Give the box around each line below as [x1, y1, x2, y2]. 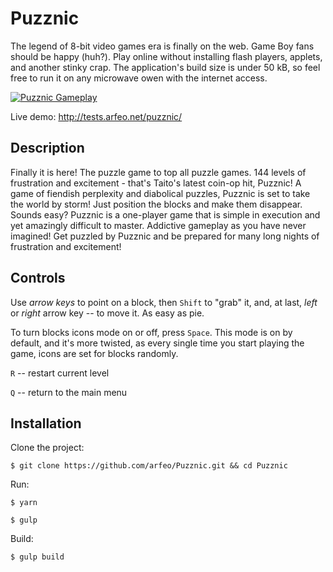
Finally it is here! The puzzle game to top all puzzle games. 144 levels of [10, 166, 307, 178]
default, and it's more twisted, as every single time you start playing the [10, 337, 305, 349]
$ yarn [10, 498, 38, 508]
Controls [10, 270, 66, 287]
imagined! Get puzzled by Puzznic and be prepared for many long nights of [10, 230, 320, 242]
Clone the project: [10, 442, 85, 454]
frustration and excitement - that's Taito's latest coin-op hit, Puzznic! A [10, 177, 302, 189]
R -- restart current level [10, 367, 110, 379]
